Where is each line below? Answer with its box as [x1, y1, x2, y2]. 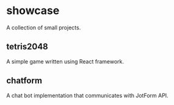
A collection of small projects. [6, 24, 81, 31]
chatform [6, 76, 43, 86]
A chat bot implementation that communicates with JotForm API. [6, 92, 169, 99]
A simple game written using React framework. [6, 57, 124, 65]
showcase [6, 4, 60, 18]
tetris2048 [6, 42, 49, 52]
